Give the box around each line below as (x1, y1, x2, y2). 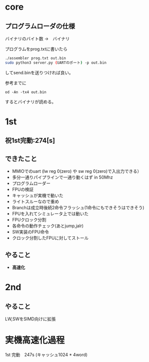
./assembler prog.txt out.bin (5, 56, 66, 61)
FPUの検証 (12, 186, 34, 193)
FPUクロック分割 (12, 217, 47, 223)
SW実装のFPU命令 (12, 229, 50, 235)
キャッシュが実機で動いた (12, 193, 64, 198)
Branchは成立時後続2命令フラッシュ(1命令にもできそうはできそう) (12, 205, 145, 211)
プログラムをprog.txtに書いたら (5, 46, 68, 52)
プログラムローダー (12, 181, 51, 186)
